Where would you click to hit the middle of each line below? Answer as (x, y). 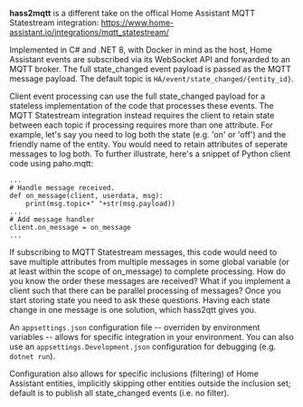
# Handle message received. (62, 188)
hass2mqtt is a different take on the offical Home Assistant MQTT (133, 13)
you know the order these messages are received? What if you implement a (150, 281)
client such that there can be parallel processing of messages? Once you (146, 290)
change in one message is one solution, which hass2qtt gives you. (133, 310)
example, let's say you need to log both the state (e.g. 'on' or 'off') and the (148, 134)
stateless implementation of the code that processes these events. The (142, 106)
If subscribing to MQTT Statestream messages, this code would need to (143, 252)
